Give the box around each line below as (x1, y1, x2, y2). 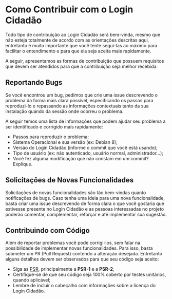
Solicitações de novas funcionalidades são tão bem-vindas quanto (5, 189, 146, 196)
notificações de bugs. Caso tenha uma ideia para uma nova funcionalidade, (5, 195, 165, 201)
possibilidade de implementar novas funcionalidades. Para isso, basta (5, 245, 153, 251)
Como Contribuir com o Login (5, 4, 133, 15)
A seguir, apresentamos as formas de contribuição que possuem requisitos (5, 58, 164, 64)
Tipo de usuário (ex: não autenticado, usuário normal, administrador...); (12, 150, 163, 156)
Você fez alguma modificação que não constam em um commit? (12, 155, 149, 161)
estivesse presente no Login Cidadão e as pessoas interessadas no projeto (5, 205, 164, 212)
